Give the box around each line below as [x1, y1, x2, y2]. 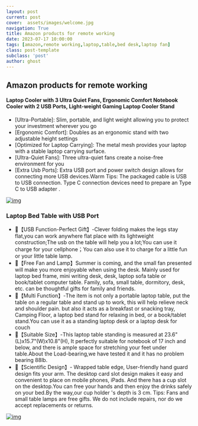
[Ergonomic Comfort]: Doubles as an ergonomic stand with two [14, 129, 169, 136]
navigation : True [6, 25, 49, 31]
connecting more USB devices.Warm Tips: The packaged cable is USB [14, 173, 187, 180]
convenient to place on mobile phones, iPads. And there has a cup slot [14, 377, 187, 384]
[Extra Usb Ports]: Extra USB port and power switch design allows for [14, 166, 184, 174]
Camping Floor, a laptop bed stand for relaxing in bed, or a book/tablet [14, 312, 186, 319]
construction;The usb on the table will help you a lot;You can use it [14, 239, 177, 246]
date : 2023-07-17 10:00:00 [6, 36, 73, 42]
